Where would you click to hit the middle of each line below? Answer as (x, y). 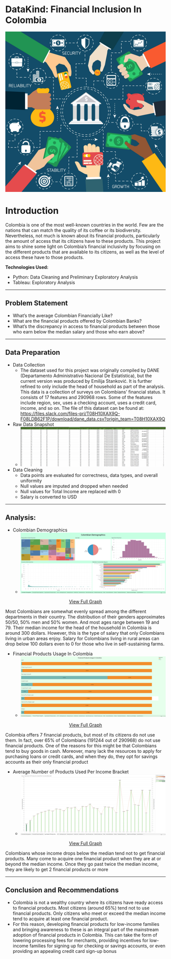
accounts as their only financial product (47, 762)
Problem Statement (37, 303)
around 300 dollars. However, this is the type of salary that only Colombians (85, 633)
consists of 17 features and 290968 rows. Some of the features (86, 397)
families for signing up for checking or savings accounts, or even (97, 946)
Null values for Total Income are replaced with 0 (70, 491)
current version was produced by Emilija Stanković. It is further (86, 381)
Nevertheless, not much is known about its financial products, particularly (82, 236)
